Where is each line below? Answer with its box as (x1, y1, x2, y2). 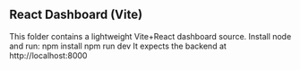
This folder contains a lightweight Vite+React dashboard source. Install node (9, 31, 292, 41)
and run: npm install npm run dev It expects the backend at (9, 40, 227, 51)
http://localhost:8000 (9, 49, 88, 61)
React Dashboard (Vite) (9, 7, 143, 22)
